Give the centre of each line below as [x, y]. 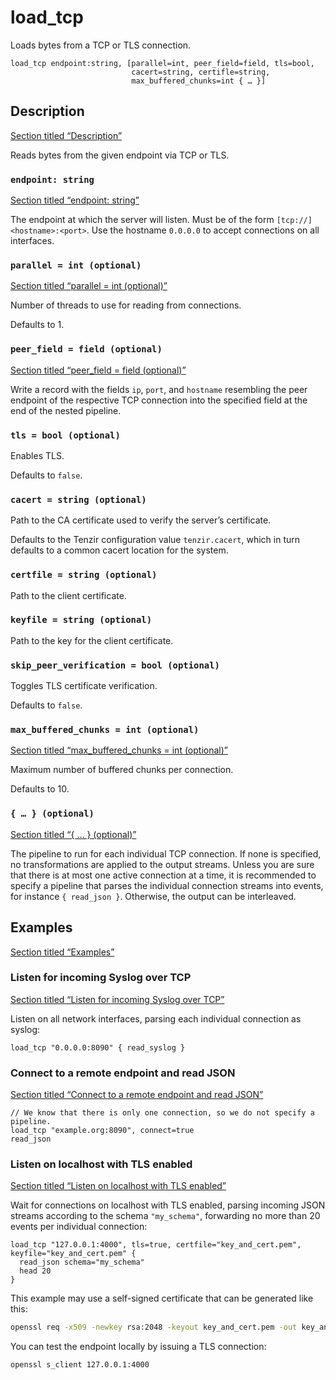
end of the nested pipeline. [66, 410]
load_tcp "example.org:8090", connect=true [102, 1131]
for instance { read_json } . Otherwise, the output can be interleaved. [153, 896]
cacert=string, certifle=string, [201, 72]
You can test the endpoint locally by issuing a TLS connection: [138, 1347]
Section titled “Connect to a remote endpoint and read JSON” [137, 1095]
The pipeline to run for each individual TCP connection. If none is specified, [166, 853]
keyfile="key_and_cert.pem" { [73, 1254]
